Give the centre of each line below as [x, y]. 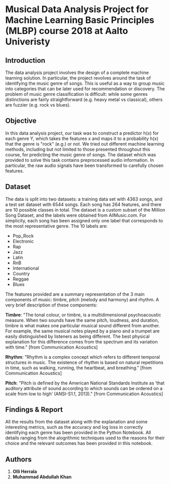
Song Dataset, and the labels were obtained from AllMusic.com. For [76, 215]
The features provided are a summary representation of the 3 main [75, 294]
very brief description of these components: [51, 305]
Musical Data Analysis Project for [77, 9]
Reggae [21, 279]
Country [21, 273]
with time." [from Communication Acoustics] [52, 347]
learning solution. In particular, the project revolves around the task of [78, 78]
